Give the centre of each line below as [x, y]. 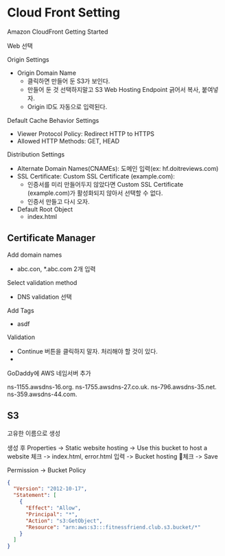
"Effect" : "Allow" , [53, 508]
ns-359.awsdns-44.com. [42, 394]
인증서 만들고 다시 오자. [59, 201]
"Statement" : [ [35, 496]
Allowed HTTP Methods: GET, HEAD [68, 141]
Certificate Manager [51, 238]
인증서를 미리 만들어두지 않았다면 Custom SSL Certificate [105, 184]
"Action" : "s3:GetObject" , [64, 521]
